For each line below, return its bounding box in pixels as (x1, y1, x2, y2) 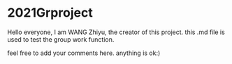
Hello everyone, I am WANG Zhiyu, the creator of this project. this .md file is (7, 28, 225, 36)
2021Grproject (7, 5, 93, 21)
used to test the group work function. (7, 35, 115, 43)
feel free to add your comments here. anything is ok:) (7, 49, 161, 57)
